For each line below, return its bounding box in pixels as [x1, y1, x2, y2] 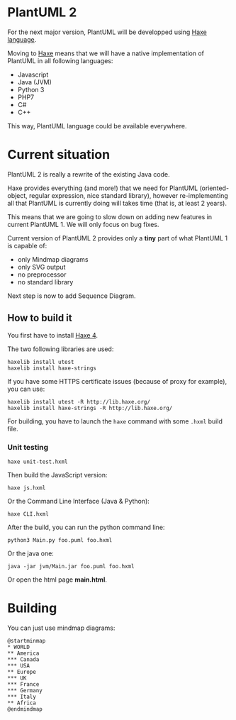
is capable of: [7, 241, 47, 250]
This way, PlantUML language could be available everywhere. [7, 121, 187, 130]
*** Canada [7, 655, 40, 663]
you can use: [7, 384, 45, 393]
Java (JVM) [17, 77, 52, 86]
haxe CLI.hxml [7, 510, 50, 518]
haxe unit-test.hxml [7, 458, 69, 465]
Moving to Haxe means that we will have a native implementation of [7, 49, 204, 57]
